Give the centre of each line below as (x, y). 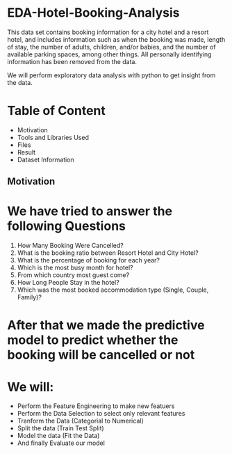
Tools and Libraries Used (53, 137)
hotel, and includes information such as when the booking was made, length (116, 39)
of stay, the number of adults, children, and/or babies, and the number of (112, 47)
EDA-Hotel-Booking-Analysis (93, 13)
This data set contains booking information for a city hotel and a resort (108, 32)
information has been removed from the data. (72, 61)
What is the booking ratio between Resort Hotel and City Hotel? (108, 253)
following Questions (67, 226)
